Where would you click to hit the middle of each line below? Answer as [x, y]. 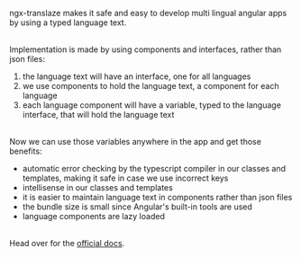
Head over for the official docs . [67, 243]
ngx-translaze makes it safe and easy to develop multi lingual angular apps [148, 13]
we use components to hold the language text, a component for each [150, 86]
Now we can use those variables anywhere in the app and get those [135, 142]
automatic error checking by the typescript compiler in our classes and [154, 168]
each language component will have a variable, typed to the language [152, 105]
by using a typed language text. [68, 22]
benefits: [26, 151]
